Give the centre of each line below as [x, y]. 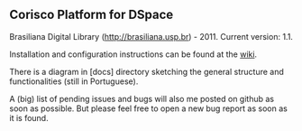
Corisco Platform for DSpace [92, 15]
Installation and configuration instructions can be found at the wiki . [133, 54]
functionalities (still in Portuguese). [74, 81]
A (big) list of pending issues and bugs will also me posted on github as [142, 98]
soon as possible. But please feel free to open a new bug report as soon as [149, 108]
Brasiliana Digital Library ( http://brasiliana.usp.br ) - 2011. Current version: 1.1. [151, 36]
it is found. [29, 117]
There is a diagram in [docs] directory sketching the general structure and [146, 71]
